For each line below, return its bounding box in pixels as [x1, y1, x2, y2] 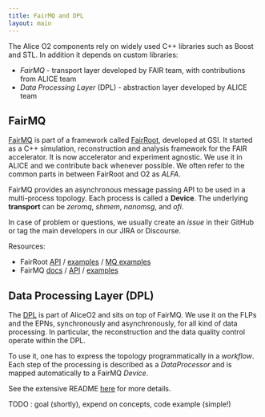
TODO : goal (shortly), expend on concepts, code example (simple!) [8, 399, 231, 409]
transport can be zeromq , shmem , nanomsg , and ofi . [8, 202, 184, 212]
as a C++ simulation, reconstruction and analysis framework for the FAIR [8, 144, 247, 153]
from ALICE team [19, 74, 77, 83]
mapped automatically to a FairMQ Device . [8, 368, 149, 378]
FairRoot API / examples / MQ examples [19, 257, 151, 267]
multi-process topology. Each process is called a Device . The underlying [8, 193, 248, 203]
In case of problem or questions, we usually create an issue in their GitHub [8, 217, 255, 227]
